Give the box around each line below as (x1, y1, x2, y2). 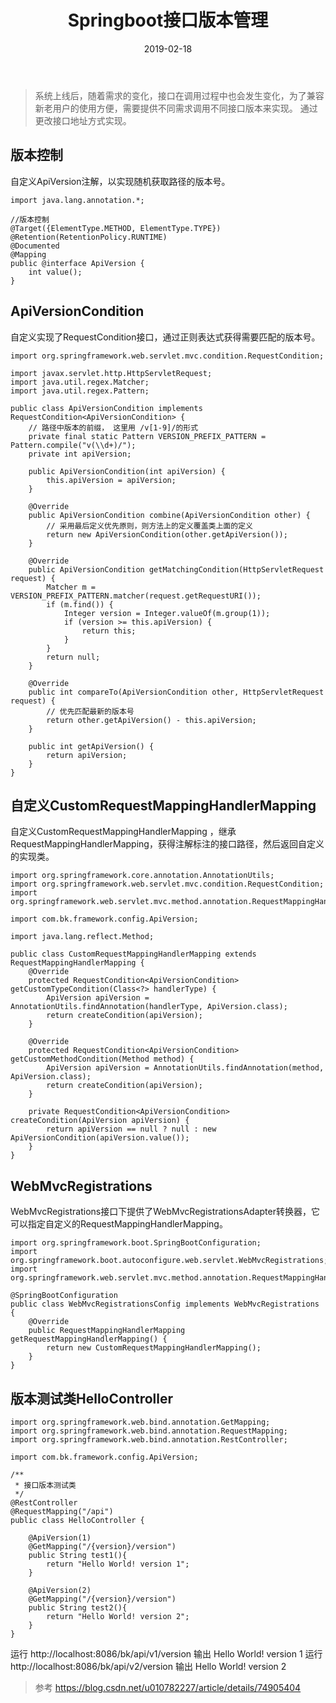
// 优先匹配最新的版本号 (46, 706, 135, 716)
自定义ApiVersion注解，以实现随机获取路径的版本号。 (10, 175, 231, 187)
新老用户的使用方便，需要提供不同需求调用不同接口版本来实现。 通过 (34, 102, 318, 114)
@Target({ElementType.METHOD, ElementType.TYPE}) (10, 223, 222, 233)
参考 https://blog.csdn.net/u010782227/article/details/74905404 (34, 1682, 302, 1693)
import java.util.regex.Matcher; (10, 377, 150, 387)
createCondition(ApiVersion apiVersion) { (10, 1116, 190, 1126)
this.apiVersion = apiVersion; (46, 475, 177, 485)
